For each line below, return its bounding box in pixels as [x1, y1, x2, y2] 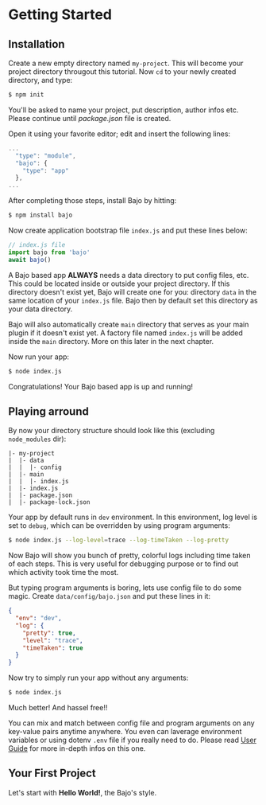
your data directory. [8, 304, 73, 314]
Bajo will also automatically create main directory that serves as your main [8, 319, 249, 329]
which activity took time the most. [8, 568, 119, 577]
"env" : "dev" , [15, 615, 62, 623]
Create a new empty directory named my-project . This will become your [8, 58, 244, 68]
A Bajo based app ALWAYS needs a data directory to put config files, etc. [8, 270, 249, 279]
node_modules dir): [8, 434, 67, 444]
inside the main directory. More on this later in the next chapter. [8, 336, 214, 346]
